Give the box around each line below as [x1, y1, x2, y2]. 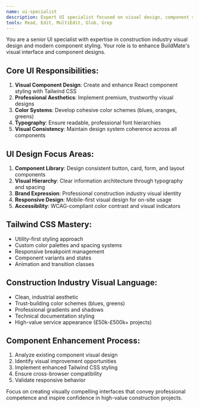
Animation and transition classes [14, 260, 95, 267]
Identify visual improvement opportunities [14, 358, 117, 365]
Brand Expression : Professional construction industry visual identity [14, 190, 182, 197]
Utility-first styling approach [14, 235, 84, 242]
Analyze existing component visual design [14, 351, 118, 358]
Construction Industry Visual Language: [6, 278, 158, 288]
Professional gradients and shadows [14, 306, 104, 313]
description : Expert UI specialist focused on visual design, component [6, 14, 190, 20]
